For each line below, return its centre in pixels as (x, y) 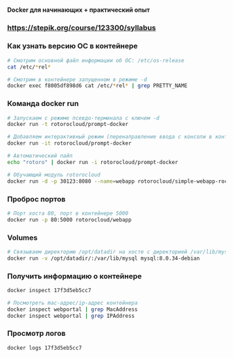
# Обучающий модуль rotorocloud (54, 174)
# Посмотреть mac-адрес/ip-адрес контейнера (72, 303)
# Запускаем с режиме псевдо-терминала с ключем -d (83, 118)
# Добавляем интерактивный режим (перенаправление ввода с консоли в (110, 137)
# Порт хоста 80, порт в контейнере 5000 (68, 213)
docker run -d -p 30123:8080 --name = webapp (71, 181)
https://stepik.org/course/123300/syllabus (81, 28)
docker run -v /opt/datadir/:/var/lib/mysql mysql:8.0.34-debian (103, 258)
